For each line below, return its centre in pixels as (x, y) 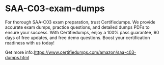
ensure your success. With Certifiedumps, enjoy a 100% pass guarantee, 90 (82, 32)
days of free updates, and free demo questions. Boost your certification (78, 38)
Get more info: (20, 52)
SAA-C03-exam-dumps (55, 9)
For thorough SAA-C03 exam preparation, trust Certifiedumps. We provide (80, 22)
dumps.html (17, 57)
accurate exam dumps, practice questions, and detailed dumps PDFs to (77, 27)
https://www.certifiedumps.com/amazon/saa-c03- (85, 52)
